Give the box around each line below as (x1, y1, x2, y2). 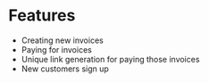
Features (8, 5, 76, 26)
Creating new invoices (21, 35, 104, 46)
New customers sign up (21, 63, 109, 74)
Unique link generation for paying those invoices (21, 54, 200, 64)
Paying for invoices (21, 44, 93, 54)
